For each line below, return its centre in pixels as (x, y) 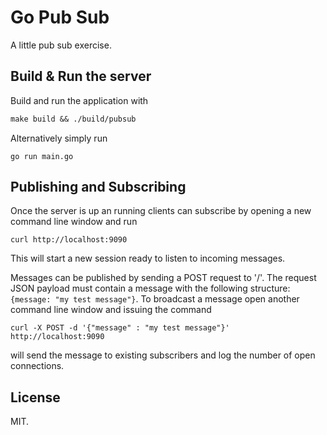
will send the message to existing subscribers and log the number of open (163, 355)
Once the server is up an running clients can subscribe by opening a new (161, 211)
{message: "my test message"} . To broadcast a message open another (155, 299)
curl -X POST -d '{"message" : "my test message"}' (120, 328)
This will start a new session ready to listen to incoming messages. (148, 258)
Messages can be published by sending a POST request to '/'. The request (163, 278)
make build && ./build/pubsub (73, 119)
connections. (37, 366)
